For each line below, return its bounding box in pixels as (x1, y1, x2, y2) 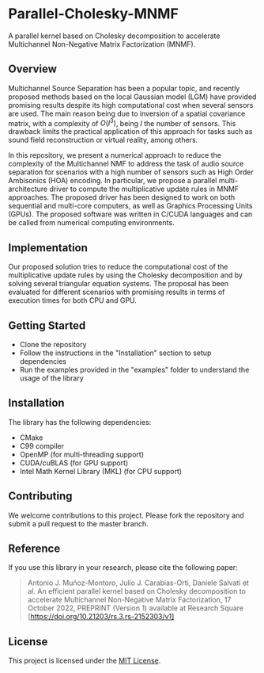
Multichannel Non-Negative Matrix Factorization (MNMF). (8, 39, 196, 48)
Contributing (8, 489, 73, 503)
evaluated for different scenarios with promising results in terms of (8, 287, 225, 297)
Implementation (8, 241, 89, 254)
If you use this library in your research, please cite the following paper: (8, 563, 239, 572)
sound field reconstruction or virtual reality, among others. (8, 136, 198, 145)
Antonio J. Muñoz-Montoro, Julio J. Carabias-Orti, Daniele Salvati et (27, 578, 249, 587)
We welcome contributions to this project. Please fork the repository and (8, 510, 245, 520)
